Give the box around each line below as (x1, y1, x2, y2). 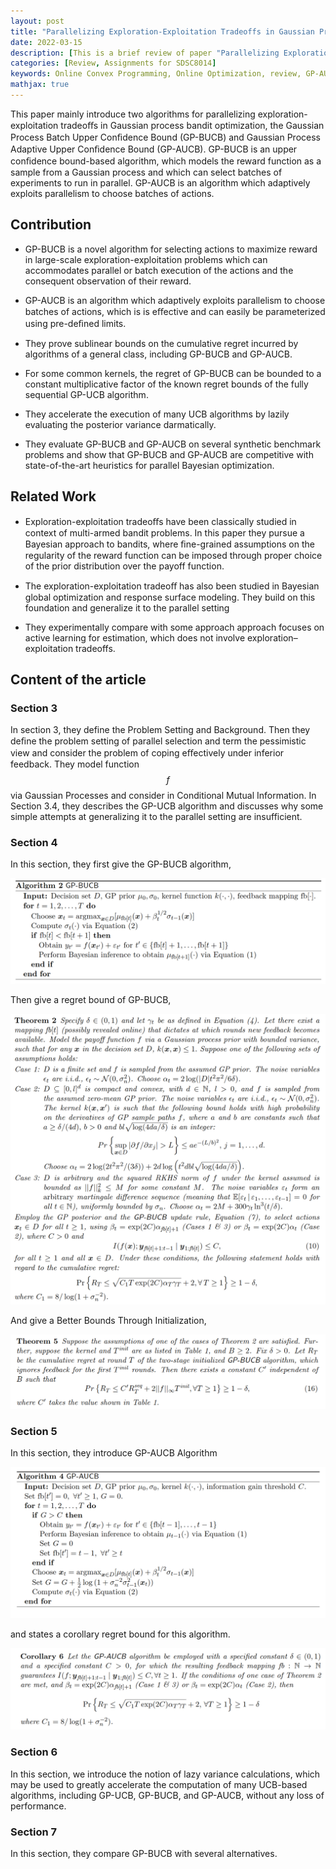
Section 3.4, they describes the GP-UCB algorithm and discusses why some (10, 800, 324, 812)
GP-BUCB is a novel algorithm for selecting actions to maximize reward (24, 243, 318, 255)
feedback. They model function (10, 758, 140, 770)
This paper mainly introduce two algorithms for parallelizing (10, 108, 256, 120)
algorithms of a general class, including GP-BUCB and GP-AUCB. (24, 348, 293, 360)
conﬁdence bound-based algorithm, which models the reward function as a (10, 155, 322, 167)
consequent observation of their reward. (24, 275, 192, 287)
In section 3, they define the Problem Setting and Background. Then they (10, 724, 311, 736)
